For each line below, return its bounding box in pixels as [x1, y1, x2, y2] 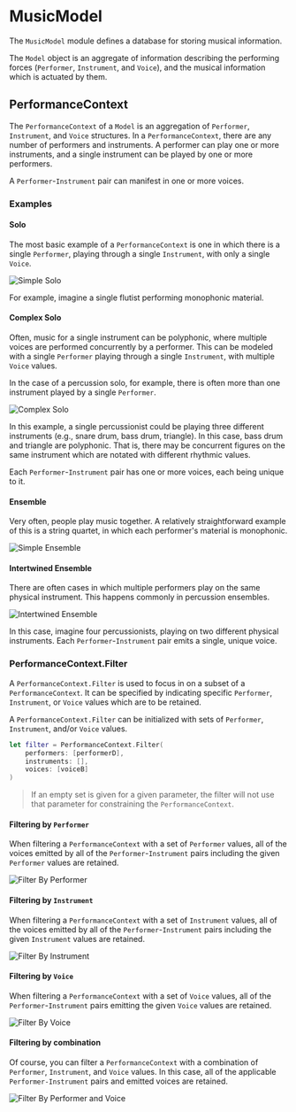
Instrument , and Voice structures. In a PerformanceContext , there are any [9, 130, 272, 141]
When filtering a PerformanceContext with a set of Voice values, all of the [9, 990, 272, 1001]
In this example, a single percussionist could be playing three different [9, 421, 265, 432]
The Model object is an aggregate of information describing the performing [9, 52, 280, 63]
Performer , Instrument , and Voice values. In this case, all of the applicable [9, 1066, 277, 1077]
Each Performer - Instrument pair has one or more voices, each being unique [9, 467, 285, 477]
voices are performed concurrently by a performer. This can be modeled [9, 342, 274, 352]
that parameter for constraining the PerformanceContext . [30, 799, 234, 809]
